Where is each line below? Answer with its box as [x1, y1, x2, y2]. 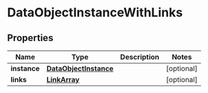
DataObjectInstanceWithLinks [7, 5, 183, 21]
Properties [7, 32, 54, 44]
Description [120, 53, 160, 62]
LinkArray [46, 75, 80, 84]
